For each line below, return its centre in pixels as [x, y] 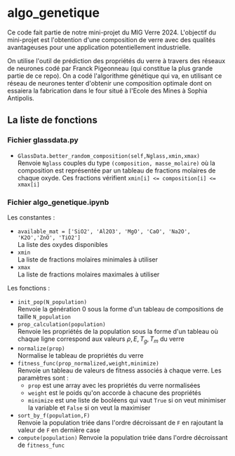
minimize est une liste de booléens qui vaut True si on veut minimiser [127, 400]
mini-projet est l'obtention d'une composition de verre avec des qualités [112, 39]
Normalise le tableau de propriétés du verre [80, 355]
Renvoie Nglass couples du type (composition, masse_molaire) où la [116, 163]
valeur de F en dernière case [59, 430]
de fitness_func [41, 445]
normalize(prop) [41, 349]
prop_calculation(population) [62, 324]
